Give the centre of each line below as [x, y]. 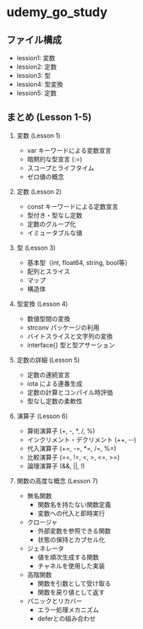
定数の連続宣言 [48, 374]
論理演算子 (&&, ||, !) [56, 466]
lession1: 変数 [36, 58]
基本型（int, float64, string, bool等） [79, 262]
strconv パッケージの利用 [63, 327]
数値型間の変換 [48, 318]
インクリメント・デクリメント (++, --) [82, 440]
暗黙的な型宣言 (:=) [55, 159]
